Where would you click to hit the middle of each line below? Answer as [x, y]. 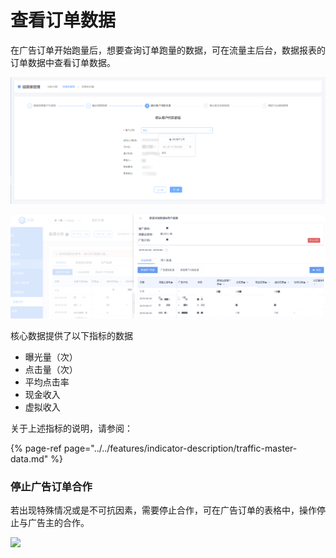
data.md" [29, 458]
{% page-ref [36, 448]
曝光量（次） [51, 357]
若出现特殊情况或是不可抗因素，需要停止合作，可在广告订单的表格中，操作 [163, 510]
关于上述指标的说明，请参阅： [71, 428]
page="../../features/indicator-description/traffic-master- [180, 448]
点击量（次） [51, 369]
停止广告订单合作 [51, 486]
